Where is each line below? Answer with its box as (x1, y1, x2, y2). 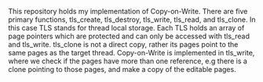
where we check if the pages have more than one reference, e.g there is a (8, 56, 247, 66)
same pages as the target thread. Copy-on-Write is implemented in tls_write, (8, 48, 255, 57)
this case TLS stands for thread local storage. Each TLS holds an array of (8, 23, 245, 32)
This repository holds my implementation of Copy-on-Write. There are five (8, 7, 248, 16)
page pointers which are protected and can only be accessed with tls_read (8, 31, 250, 41)
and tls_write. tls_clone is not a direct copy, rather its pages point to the (8, 40, 239, 49)
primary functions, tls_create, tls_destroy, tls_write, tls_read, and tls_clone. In (8, 15, 257, 24)
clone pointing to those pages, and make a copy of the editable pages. (8, 65, 237, 73)
